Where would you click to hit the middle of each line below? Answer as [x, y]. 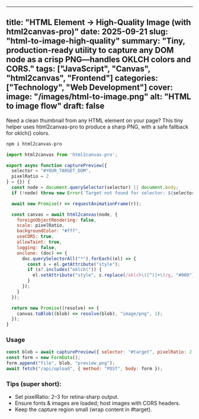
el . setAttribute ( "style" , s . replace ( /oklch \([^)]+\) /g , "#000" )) [115, 275]
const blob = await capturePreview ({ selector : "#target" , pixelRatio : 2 [99, 352]
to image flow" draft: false [55, 106]
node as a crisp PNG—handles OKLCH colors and [99, 60]
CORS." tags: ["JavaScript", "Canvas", [78, 69]
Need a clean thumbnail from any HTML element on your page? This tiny [95, 120]
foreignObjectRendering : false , [57, 220]
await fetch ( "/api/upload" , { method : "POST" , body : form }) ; [84, 369]
